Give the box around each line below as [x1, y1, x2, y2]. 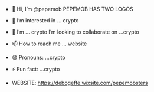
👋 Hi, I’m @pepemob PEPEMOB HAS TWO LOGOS [11, 6, 134, 12]
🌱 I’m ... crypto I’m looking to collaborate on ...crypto [11, 28, 140, 35]
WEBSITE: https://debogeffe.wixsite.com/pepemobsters [11, 80, 148, 86]
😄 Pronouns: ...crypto [11, 54, 66, 61]
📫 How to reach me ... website [11, 40, 87, 47]
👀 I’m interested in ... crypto [11, 17, 79, 24]
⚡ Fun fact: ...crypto [11, 65, 60, 73]
